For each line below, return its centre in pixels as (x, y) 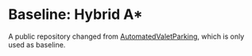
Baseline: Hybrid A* (76, 15)
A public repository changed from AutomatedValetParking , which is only (126, 36)
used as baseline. (37, 44)
